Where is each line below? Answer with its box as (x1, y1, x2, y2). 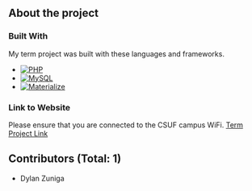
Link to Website (8, 102, 71, 113)
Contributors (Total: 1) (8, 152, 122, 166)
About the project (8, 6, 99, 20)
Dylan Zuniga (19, 173, 65, 183)
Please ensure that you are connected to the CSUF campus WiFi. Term (8, 120, 244, 130)
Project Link (8, 128, 48, 138)
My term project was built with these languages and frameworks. (8, 48, 225, 59)
